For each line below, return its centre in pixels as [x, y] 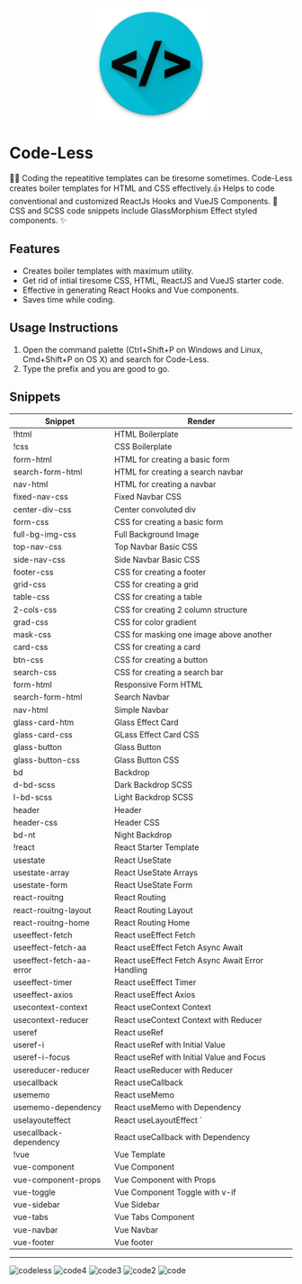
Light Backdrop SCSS [154, 797]
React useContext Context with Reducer [188, 1019]
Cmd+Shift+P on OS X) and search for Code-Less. [115, 359]
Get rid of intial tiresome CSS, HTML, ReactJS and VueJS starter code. [153, 280]
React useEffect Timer [155, 982]
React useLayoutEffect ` [158, 1120]
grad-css [31, 622]
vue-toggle [34, 1192]
